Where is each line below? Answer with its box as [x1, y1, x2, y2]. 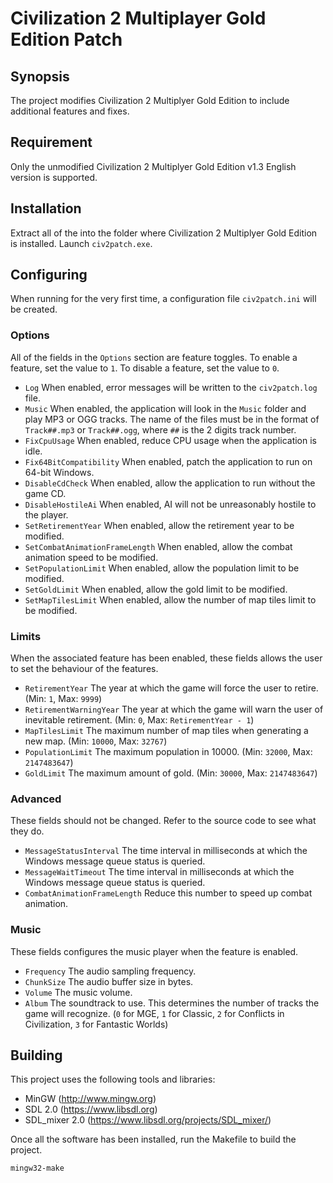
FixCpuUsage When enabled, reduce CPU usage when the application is [24, 434, 317, 446]
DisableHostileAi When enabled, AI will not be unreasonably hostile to [24, 498, 317, 510]
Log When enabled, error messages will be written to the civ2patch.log [24, 381, 318, 393]
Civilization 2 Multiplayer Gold [10, 7, 267, 30]
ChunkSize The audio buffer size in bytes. [24, 975, 194, 987]
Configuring [10, 267, 88, 284]
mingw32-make [10, 1163, 65, 1174]
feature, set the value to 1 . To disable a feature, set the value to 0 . [10, 362, 280, 374]
